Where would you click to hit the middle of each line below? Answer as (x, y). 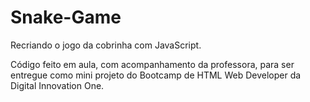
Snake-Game (66, 17)
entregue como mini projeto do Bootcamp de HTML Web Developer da (156, 75)
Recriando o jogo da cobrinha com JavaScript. (106, 45)
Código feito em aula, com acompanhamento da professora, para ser (152, 64)
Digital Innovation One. (57, 85)
